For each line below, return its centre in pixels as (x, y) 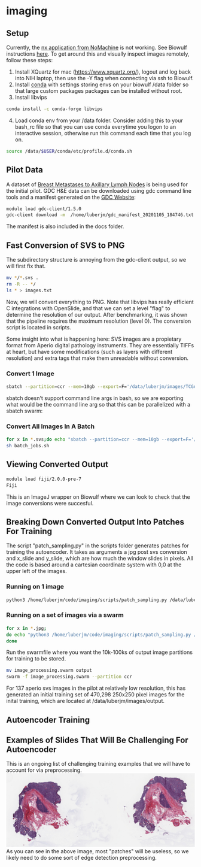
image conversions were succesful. (50, 503)
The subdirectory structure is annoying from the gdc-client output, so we (96, 260)
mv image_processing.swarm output (49, 671)
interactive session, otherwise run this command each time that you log (103, 133)
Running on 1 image (35, 587)
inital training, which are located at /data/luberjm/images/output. (86, 701)
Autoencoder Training (48, 720)
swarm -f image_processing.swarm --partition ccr (69, 677)
